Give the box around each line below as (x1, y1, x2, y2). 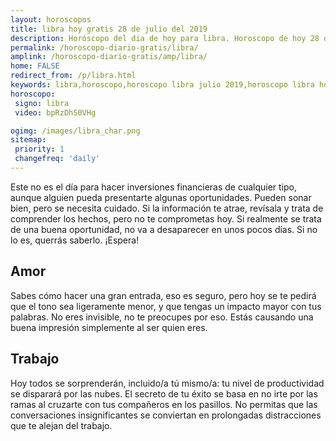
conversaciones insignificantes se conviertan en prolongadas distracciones (10, 409, 322, 421)
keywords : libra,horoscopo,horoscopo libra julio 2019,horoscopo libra (10, 80, 315, 90)
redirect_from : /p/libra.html (10, 71, 137, 81)
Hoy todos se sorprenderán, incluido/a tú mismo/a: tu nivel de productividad (10, 377, 325, 389)
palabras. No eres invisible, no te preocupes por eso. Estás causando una (10, 311, 314, 323)
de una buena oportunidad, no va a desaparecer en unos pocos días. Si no (10, 223, 318, 235)
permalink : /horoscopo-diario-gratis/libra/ (10, 42, 199, 53)
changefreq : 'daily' (14, 154, 101, 164)
